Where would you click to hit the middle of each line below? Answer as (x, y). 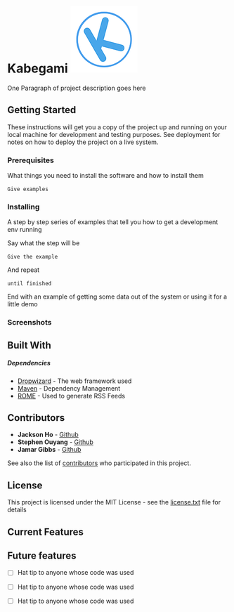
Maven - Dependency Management (69, 388)
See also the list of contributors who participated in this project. (99, 463)
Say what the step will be (44, 243)
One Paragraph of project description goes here (77, 88)
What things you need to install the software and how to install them (105, 176)
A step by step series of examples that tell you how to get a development (113, 222)
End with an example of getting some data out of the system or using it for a (117, 297)
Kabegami (38, 69)
